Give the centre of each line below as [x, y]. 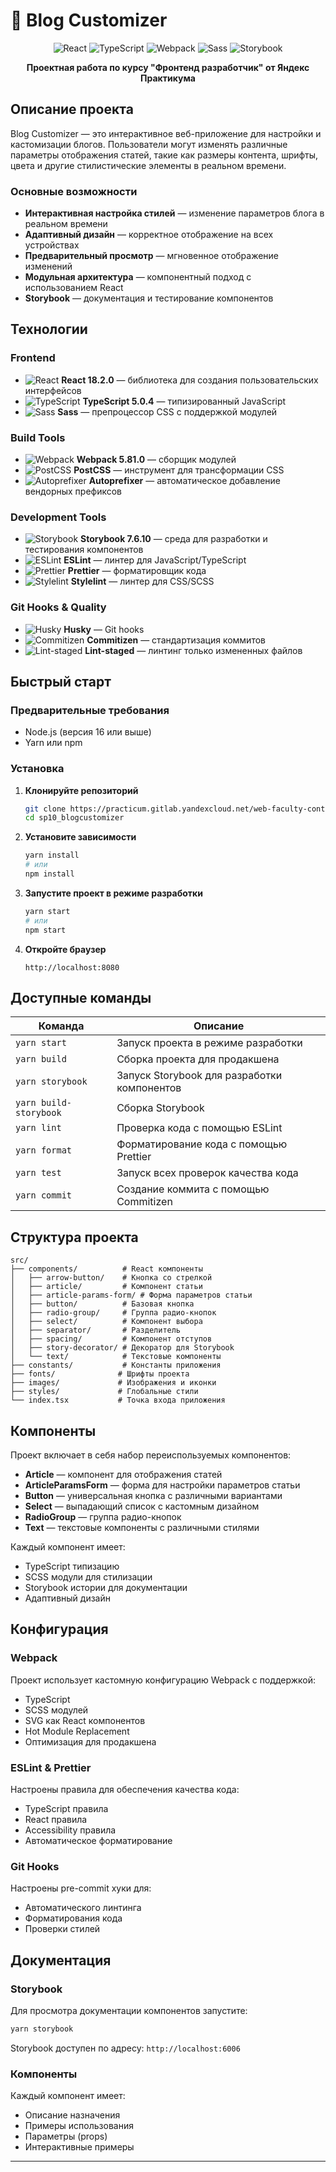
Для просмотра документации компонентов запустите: [129, 2011]
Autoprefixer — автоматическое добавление [185, 481]
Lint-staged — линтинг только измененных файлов [193, 650]
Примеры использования [79, 2126]
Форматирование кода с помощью [202, 1144]
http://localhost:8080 [72, 967]
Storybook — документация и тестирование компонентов [149, 298]
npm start [45, 930]
